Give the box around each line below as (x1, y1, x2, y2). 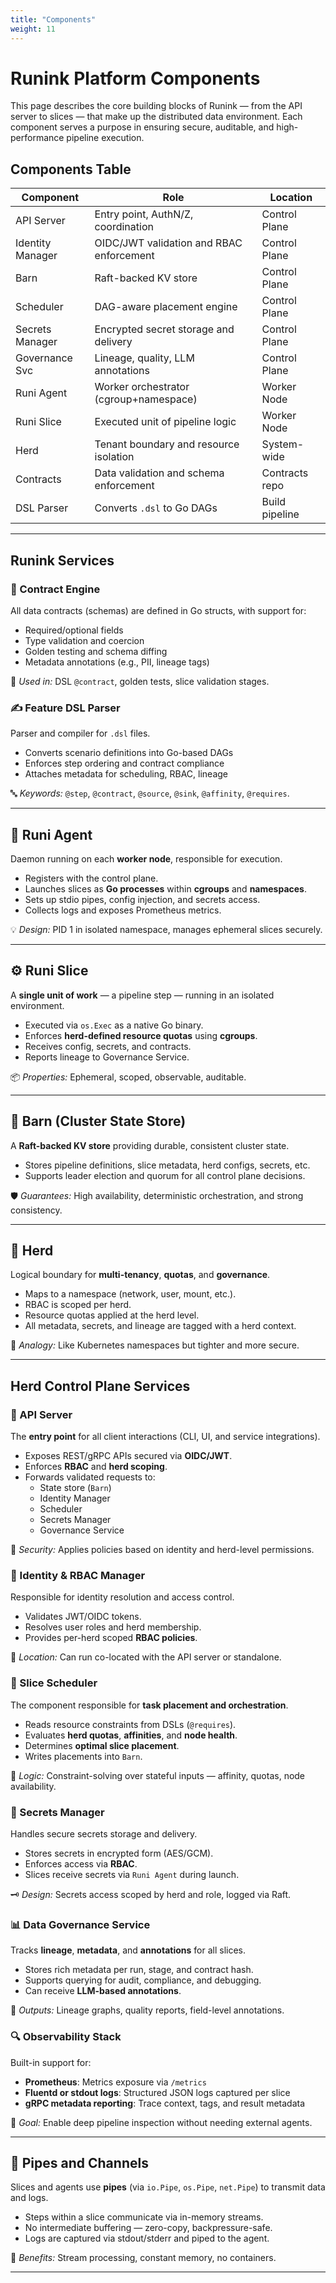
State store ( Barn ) (39, 1482, 112, 1494)
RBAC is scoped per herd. (24, 1299, 132, 1311)
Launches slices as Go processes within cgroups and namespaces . (24, 883, 307, 895)
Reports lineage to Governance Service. (24, 1051, 190, 1063)
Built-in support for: (10, 2056, 92, 2068)
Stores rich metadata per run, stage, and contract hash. (24, 1964, 254, 1976)
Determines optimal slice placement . (24, 1739, 180, 1751)
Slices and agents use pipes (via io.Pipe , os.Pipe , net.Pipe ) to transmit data (10, 2181, 326, 2193)
